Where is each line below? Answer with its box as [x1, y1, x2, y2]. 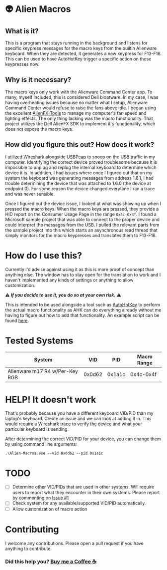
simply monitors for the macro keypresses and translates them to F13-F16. [5, 232, 157, 238]
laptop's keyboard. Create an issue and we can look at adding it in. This [5, 416, 152, 422]
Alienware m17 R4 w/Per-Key [7, 367, 78, 374]
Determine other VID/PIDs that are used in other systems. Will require [12, 484, 155, 490]
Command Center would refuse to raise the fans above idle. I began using [5, 105, 157, 111]
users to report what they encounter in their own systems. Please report [12, 490, 160, 496]
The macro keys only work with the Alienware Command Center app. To [5, 89, 153, 95]
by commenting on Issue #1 [12, 495, 69, 501]
